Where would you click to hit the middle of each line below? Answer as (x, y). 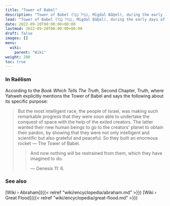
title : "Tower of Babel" (31, 10)
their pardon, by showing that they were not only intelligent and (83, 133)
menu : (11, 43)
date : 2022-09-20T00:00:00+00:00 (40, 24)
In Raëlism (18, 79)
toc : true (16, 62)
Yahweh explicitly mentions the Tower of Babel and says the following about (84, 96)
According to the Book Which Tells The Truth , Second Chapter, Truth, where (84, 90)
